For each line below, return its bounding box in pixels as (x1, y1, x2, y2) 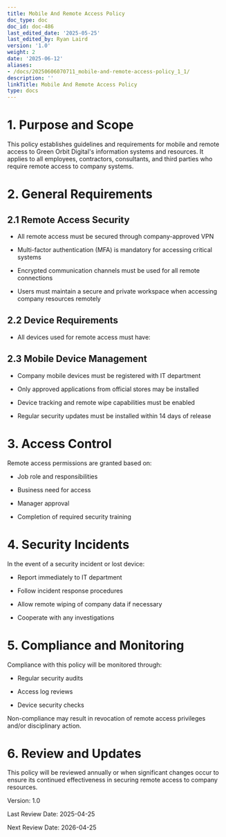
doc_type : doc (7, 17, 48, 24)
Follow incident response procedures (17, 586, 123, 595)
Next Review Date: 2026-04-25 (7, 823, 97, 831)
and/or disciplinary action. (7, 721, 82, 730)
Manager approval (17, 499, 70, 507)
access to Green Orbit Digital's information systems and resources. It (7, 147, 204, 156)
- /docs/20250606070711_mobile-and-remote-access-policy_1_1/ (7, 68, 190, 75)
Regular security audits (17, 674, 84, 682)
